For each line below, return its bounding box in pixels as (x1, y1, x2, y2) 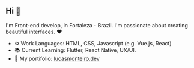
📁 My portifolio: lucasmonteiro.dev (14, 55, 100, 62)
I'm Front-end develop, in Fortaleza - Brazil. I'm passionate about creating (5, 21, 189, 29)
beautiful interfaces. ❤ (5, 28, 62, 35)
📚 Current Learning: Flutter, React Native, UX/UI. (14, 46, 136, 54)
